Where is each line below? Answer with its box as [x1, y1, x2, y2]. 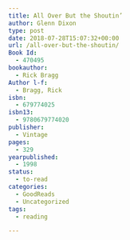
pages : [8, 138, 30, 146]
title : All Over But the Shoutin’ [8, 11, 124, 20]
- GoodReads [15, 190, 56, 198]
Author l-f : [8, 78, 48, 86]
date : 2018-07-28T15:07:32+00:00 [8, 34, 120, 42]
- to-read [15, 175, 48, 184]
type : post [8, 26, 45, 34]
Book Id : [8, 49, 37, 57]
